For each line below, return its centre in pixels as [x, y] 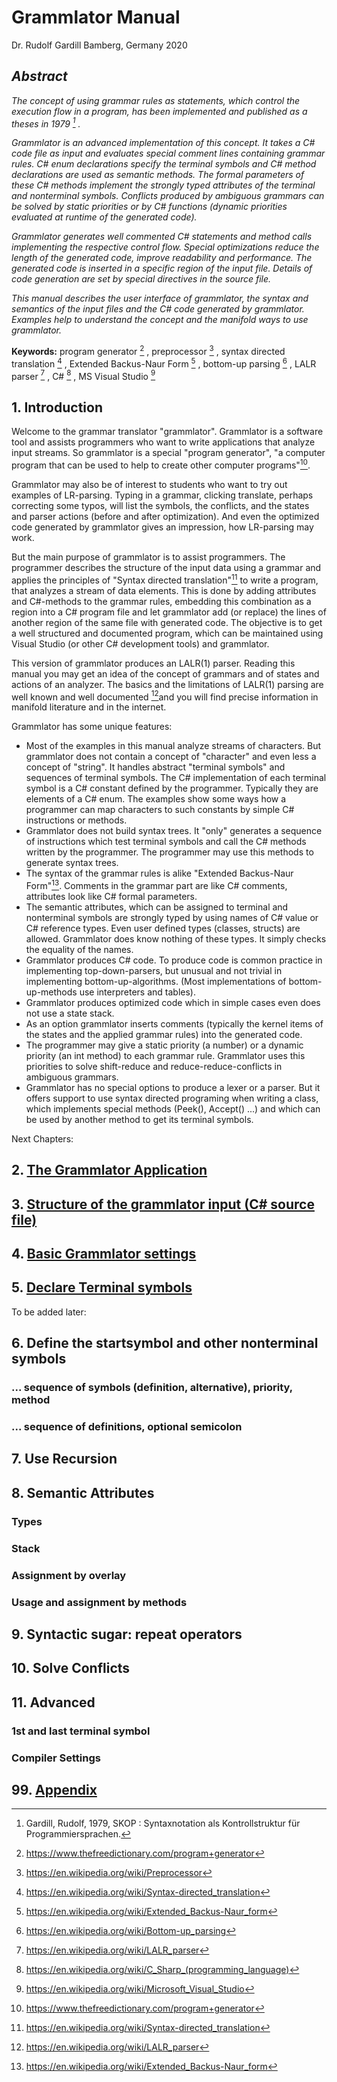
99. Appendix [54, 1789]
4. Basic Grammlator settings [104, 1253]
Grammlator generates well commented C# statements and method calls [162, 237]
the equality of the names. [79, 949]
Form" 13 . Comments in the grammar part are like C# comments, [156, 884]
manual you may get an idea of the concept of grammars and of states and [165, 673]
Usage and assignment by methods [99, 1602]
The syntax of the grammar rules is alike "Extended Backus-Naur [159, 873]
